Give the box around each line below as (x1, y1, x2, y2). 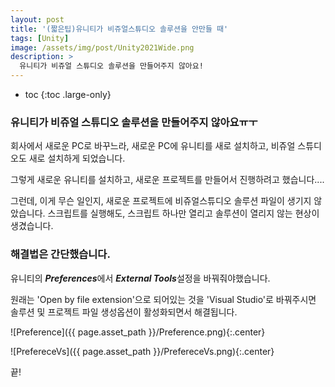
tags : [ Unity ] (10, 33, 70, 43)
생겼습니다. (10, 220, 54, 232)
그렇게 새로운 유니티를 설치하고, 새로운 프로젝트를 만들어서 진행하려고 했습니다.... (10, 174, 325, 186)
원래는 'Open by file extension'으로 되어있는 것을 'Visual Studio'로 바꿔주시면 (10, 293, 317, 305)
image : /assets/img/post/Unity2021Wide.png (10, 42, 195, 53)
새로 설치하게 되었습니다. (28, 152, 126, 165)
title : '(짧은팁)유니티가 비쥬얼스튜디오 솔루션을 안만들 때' (10, 24, 229, 34)
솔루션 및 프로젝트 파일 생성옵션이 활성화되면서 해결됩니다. (10, 306, 238, 318)
